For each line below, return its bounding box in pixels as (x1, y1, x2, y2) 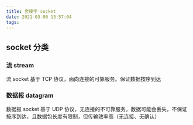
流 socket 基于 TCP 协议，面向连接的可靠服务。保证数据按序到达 (6, 76, 161, 83)
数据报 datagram (6, 91, 54, 99)
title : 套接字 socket (6, 8, 56, 15)
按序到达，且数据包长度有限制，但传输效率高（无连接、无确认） (6, 113, 160, 120)
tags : (6, 19, 19, 25)
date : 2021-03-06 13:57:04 (6, 14, 72, 20)
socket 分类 (6, 42, 49, 52)
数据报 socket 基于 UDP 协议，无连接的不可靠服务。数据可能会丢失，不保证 (6, 106, 188, 113)
